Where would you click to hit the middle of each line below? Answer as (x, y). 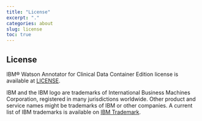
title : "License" (28, 12)
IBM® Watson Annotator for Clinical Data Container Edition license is (92, 74)
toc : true (19, 35)
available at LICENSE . (33, 81)
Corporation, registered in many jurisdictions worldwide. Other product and (101, 99)
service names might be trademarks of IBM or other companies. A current (99, 105)
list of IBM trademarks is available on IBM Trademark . (74, 112)
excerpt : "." (23, 18)
